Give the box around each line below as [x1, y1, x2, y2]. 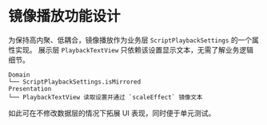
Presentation [8, 84, 52, 92]
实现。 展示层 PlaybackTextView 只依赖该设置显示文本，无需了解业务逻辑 [14, 45, 254, 54]
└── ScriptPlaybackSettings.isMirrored [8, 77, 141, 86]
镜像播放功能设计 [8, 7, 122, 25]
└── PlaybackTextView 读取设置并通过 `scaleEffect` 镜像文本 [8, 93, 203, 101]
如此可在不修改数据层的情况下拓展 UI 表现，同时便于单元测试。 [8, 108, 216, 118]
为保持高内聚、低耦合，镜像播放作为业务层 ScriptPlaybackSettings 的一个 [8, 35, 253, 45]
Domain [8, 71, 30, 79]
